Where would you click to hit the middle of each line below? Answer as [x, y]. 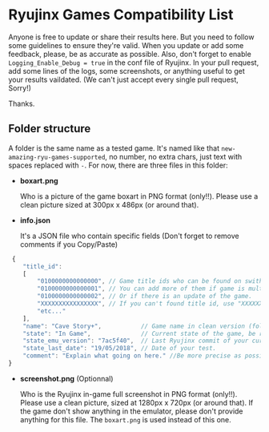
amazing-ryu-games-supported [57, 157]
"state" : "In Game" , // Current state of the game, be [139, 333]
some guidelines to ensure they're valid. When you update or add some [126, 45]
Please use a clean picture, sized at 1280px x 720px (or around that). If [137, 402]
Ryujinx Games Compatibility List [121, 15]
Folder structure [50, 129]
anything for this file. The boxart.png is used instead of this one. [126, 419]
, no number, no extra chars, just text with [174, 156]
